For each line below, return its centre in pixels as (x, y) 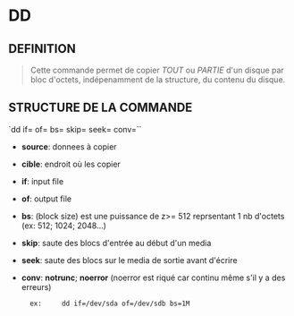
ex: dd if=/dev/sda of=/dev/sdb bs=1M (110, 303)
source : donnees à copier (69, 146)
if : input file (42, 181)
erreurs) (36, 286)
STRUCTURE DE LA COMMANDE (101, 108)
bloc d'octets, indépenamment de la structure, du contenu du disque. (158, 80)
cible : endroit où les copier (71, 164)
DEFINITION (42, 49)
